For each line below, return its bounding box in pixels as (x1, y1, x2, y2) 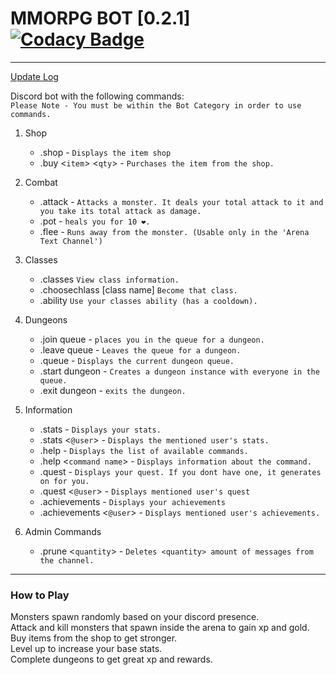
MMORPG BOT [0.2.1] (10, 7, 191, 30)
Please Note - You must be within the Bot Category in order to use (10, 100, 302, 111)
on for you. (39, 476, 90, 486)
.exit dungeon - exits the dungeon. (39, 384, 187, 396)
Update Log (10, 70, 59, 82)
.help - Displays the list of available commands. (39, 444, 249, 456)
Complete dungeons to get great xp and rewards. (10, 653, 213, 666)
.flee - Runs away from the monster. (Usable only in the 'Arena (39, 225, 310, 237)
